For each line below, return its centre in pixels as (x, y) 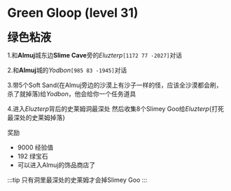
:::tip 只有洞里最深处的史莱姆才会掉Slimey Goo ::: (77, 180)
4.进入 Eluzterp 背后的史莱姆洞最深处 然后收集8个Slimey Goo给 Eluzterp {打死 (115, 108)
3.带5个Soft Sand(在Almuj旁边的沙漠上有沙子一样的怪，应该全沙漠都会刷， (115, 85)
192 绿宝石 (33, 156)
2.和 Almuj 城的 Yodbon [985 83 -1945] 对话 (67, 70)
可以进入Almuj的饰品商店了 (56, 165)
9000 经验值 (35, 147)
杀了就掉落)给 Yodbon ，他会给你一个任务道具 (72, 93)
